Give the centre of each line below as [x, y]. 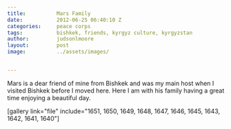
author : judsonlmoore [51, 39]
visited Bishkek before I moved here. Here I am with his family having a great [116, 91]
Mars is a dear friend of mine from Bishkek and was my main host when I [111, 83]
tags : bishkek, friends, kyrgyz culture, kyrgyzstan [100, 33]
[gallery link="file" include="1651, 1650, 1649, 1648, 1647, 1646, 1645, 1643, [114, 111]
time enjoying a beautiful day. [49, 97]
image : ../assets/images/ [58, 52]
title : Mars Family [49, 13]
